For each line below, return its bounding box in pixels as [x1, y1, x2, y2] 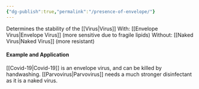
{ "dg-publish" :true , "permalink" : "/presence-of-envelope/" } [6, 8, 156, 15]
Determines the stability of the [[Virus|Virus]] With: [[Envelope [6, 25, 159, 32]
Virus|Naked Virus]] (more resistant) [6, 37, 95, 44]
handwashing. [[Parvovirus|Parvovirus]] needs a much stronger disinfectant [6, 71, 192, 78]
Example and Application [6, 51, 70, 58]
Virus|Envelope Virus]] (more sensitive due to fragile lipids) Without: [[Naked [6, 31, 194, 39]
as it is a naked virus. [6, 77, 58, 84]
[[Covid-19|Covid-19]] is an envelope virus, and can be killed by [6, 64, 162, 71]
